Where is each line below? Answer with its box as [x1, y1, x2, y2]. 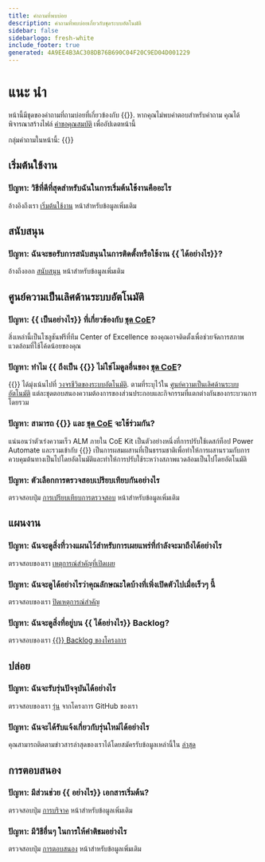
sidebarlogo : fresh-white [8, 34, 94, 42]
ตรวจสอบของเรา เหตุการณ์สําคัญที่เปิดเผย [8, 558, 115, 567]
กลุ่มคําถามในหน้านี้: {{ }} [8, 135, 74, 144]
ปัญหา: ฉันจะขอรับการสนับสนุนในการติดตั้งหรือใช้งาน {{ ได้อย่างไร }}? [8, 248, 223, 259]
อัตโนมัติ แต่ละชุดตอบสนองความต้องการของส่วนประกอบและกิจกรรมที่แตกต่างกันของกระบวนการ [8, 389, 257, 398]
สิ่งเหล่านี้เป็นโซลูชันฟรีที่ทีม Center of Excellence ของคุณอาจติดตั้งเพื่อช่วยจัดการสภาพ [8, 332, 244, 342]
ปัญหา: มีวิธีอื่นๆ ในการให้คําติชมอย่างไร [8, 825, 127, 836]
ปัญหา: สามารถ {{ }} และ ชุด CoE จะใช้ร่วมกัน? [8, 418, 155, 429]
